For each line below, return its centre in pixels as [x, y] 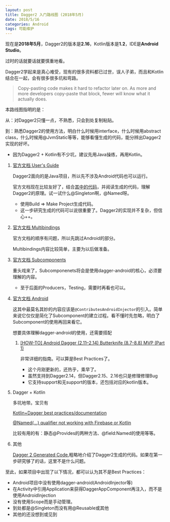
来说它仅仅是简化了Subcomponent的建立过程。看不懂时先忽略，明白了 [86, 316]
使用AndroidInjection [34, 496]
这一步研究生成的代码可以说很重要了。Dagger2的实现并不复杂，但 [89, 211]
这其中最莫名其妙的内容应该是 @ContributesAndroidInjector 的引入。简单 [88, 309]
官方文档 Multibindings [36, 228]
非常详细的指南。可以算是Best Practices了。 [66, 359]
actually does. [32, 99]
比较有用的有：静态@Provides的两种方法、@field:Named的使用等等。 [85, 433]
